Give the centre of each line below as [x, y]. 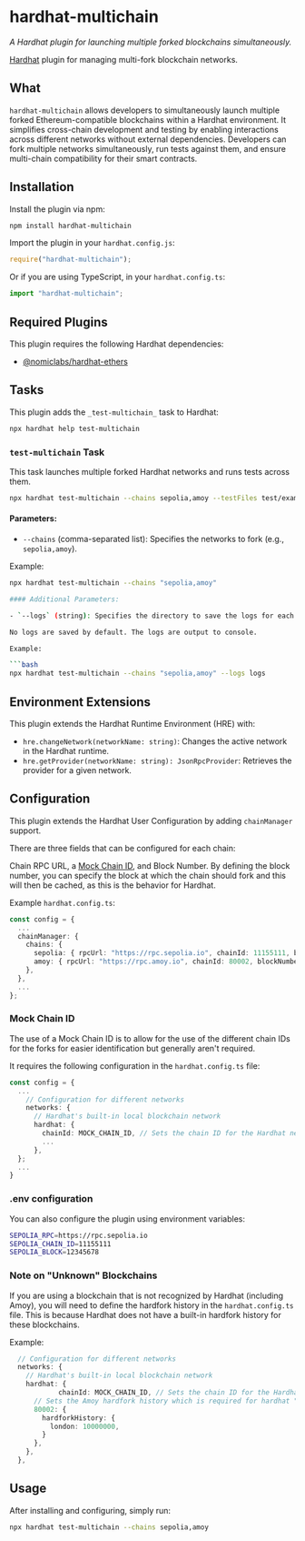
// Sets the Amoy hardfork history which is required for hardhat [162, 1401]
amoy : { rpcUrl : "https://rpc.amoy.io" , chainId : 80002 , [143, 962]
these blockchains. [44, 1324]
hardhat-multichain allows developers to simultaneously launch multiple [144, 110]
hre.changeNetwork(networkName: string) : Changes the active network [155, 741]
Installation [42, 187]
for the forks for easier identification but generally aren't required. [133, 1048]
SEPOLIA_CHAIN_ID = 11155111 [60, 1244]
